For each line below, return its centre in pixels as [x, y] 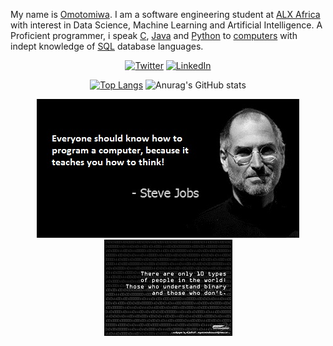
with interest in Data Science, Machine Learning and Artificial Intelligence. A [166, 25]
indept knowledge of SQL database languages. [107, 46]
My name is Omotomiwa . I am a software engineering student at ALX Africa [165, 14]
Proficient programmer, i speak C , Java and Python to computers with [154, 35]
